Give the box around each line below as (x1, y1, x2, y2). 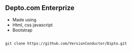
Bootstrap (12, 27, 33, 33)
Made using (12, 17, 37, 22)
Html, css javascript (12, 22, 53, 28)
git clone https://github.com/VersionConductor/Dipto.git (5, 41, 127, 46)
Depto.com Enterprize (5, 4, 75, 12)
